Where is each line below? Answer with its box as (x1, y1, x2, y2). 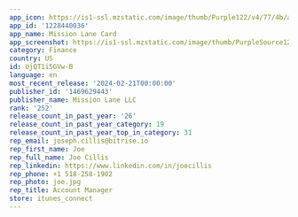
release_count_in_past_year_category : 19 (9, 120, 165, 129)
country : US (9, 54, 53, 63)
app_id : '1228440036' (9, 21, 90, 30)
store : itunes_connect (9, 194, 93, 204)
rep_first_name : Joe (9, 144, 86, 153)
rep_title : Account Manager (9, 186, 114, 195)
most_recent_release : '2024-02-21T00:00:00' (9, 79, 176, 88)
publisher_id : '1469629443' (9, 87, 114, 96)
